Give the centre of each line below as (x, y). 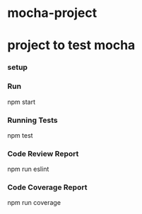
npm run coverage (34, 203)
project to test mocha (71, 46)
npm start (22, 102)
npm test (20, 135)
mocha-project (52, 13)
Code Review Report (43, 153)
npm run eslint (28, 169)
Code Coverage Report (47, 187)
